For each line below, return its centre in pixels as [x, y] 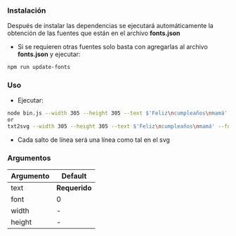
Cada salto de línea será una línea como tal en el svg [94, 140]
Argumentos [29, 158]
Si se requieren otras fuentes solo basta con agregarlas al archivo [113, 47]
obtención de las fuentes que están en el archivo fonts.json [94, 33]
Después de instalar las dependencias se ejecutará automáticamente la [111, 26]
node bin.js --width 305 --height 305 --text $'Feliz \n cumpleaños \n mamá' [118, 113]
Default [74, 176]
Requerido [74, 188]
